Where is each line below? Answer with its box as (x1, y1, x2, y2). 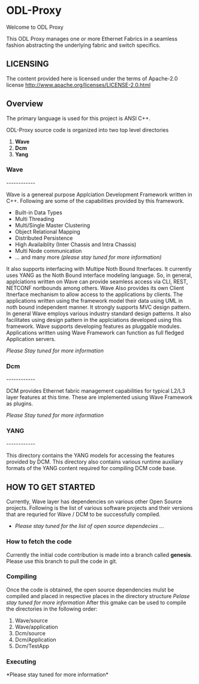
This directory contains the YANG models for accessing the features (6, 452, 175, 459)
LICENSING (6, 59, 49, 69)
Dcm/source (14, 629, 46, 637)
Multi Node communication (14, 247, 82, 254)
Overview (6, 98, 44, 109)
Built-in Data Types (14, 208, 63, 216)
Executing (6, 657, 37, 665)
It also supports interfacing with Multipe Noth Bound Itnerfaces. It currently (6, 265, 192, 272)
